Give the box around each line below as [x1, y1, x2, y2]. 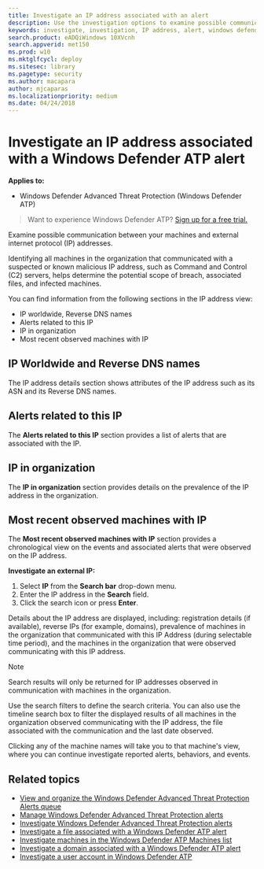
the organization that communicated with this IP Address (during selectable [8, 630, 252, 640]
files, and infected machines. [8, 279, 102, 288]
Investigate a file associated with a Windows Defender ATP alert [19, 827, 227, 837]
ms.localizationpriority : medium [8, 92, 118, 100]
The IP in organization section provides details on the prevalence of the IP [8, 482, 249, 492]
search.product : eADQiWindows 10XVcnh [8, 33, 135, 42]
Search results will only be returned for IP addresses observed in [8, 678, 218, 687]
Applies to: [8, 176, 45, 186]
